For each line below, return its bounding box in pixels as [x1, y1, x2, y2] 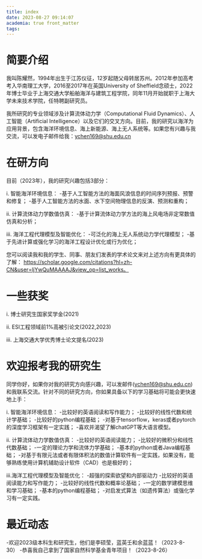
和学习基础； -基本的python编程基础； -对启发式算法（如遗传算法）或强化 [6, 487, 189, 494]
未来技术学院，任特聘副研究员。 [11, 97, 91, 104]
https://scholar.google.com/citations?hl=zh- [23, 259, 132, 266]
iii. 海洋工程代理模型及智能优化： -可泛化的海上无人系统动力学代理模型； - [6, 230, 189, 238]
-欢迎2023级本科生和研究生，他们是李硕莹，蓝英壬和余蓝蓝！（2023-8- [6, 538, 185, 546]
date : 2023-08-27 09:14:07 [6, 14, 74, 21]
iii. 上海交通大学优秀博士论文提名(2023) [6, 336, 104, 344]
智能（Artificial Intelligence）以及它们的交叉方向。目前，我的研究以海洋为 [11, 118, 194, 125]
